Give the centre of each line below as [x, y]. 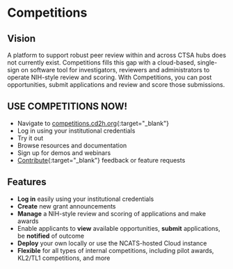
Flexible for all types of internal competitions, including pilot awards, [115, 250]
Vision [22, 39]
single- [207, 63]
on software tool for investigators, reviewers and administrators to [115, 70]
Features [27, 182]
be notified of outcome [51, 236]
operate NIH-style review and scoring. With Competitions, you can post [110, 77]
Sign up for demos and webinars [64, 153]
